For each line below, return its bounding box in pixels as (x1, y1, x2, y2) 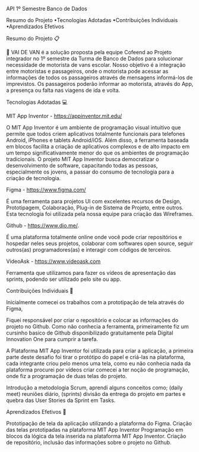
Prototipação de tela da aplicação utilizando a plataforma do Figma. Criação (6, 420, 192, 427)
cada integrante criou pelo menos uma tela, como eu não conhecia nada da (6, 360, 191, 367)
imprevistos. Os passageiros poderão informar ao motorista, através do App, (6, 81, 194, 87)
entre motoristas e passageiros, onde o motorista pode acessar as (6, 68, 169, 75)
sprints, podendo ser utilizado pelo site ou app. (6, 275, 122, 283)
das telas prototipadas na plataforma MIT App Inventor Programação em (6, 426, 184, 433)
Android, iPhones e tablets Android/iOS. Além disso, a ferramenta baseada (6, 137, 189, 144)
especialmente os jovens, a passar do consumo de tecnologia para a (6, 168, 174, 175)
